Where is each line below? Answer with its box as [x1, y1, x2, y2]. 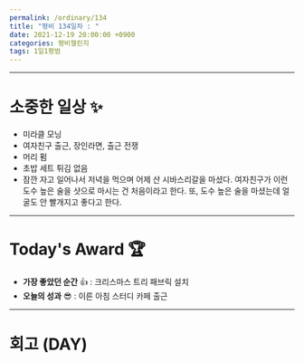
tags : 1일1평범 [9, 47, 62, 56]
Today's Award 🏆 [9, 239, 147, 260]
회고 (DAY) [9, 334, 88, 355]
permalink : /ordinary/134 [9, 13, 107, 23]
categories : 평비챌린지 [9, 38, 90, 48]
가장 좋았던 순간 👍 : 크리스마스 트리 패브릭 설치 [22, 277, 189, 287]
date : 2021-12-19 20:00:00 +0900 [9, 30, 136, 39]
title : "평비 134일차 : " [9, 22, 100, 31]
